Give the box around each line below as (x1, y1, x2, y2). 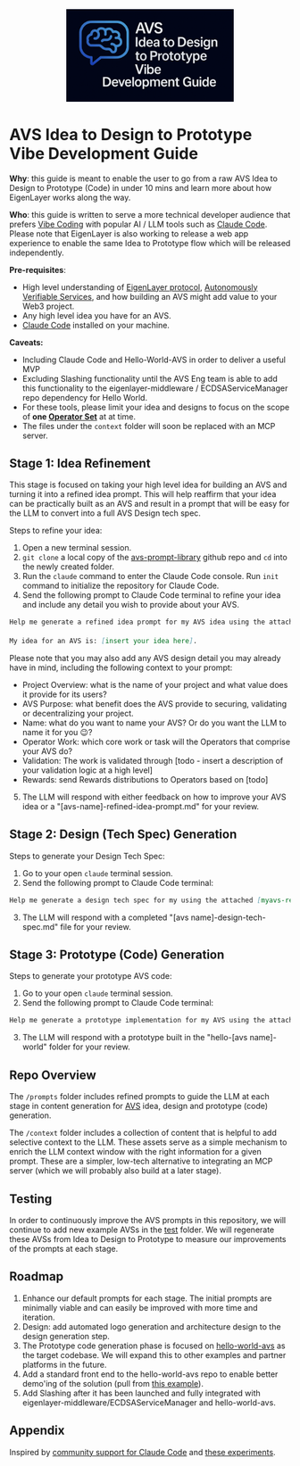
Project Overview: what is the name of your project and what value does (21, 679, 288, 690)
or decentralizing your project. (21, 708, 134, 718)
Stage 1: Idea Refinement (9, 455, 151, 471)
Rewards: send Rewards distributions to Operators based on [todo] (21, 774, 269, 784)
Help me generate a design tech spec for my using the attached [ (9, 896, 262, 905)
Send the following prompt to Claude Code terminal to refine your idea (21, 590, 281, 600)
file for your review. (60, 921, 131, 932)
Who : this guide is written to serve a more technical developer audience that (9, 209, 291, 219)
